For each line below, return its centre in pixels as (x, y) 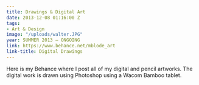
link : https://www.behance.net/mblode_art (61, 46)
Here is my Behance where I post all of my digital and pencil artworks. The (100, 69)
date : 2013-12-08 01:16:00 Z (43, 18)
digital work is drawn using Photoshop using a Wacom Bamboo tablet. (94, 75)
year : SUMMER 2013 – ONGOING (43, 40)
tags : (13, 23)
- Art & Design (26, 29)
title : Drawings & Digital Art (46, 12)
